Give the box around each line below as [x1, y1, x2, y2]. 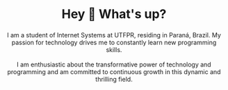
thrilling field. [95, 75, 133, 84]
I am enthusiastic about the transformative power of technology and [17, 60, 211, 69]
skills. [106, 46, 122, 54]
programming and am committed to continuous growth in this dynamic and [7, 68, 221, 76]
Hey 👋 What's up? [61, 6, 167, 22]
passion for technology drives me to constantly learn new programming [11, 38, 217, 47]
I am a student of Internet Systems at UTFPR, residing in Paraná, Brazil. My [6, 31, 222, 39]
